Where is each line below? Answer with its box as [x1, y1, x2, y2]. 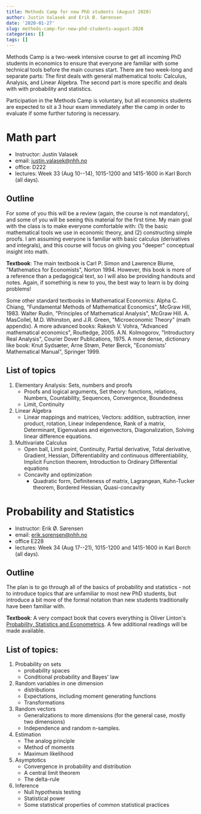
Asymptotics [14, 756, 46, 764]
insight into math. [6, 248, 49, 255]
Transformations [23, 699, 65, 706]
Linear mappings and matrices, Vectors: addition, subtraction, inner [23, 413, 191, 421]
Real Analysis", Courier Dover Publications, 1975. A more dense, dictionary [6, 335, 190, 342]
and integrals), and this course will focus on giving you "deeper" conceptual [6, 241, 194, 248]
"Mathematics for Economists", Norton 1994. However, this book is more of [6, 266, 192, 273]
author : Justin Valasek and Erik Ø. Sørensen [6, 14, 122, 20]
